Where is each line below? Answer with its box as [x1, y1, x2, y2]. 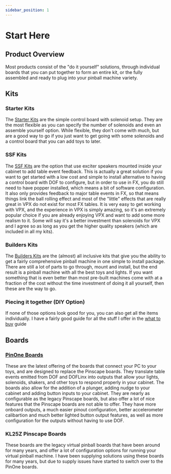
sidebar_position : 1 [5, 7, 50, 13]
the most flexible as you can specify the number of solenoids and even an [5, 122, 161, 128]
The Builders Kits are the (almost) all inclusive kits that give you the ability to [5, 253, 166, 259]
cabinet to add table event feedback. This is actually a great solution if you [5, 168, 163, 175]
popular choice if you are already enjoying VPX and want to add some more [5, 212, 165, 218]
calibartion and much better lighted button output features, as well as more [5, 412, 163, 418]
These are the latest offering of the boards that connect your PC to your [5, 363, 157, 369]
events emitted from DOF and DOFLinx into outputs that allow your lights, [5, 373, 160, 380]
